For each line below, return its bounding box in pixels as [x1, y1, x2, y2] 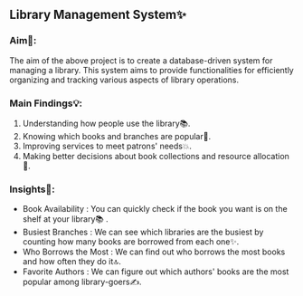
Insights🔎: [9, 183, 56, 196]
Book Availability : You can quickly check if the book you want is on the [22, 204, 288, 215]
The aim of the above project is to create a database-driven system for [9, 54, 273, 66]
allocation [252, 150, 289, 161]
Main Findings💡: [9, 97, 83, 110]
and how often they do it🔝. [22, 256, 122, 267]
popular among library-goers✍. [22, 276, 142, 288]
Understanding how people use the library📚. [22, 118, 191, 129]
